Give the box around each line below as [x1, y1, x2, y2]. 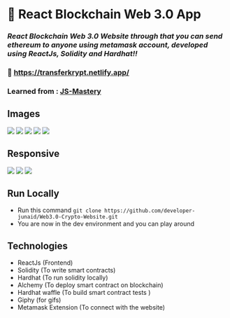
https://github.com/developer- [104, 207, 196, 214]
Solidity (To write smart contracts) [17, 266, 116, 275]
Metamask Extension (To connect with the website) [17, 303, 166, 312]
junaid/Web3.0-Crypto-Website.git [17, 214, 118, 221]
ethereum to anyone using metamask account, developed [7, 40, 208, 50]
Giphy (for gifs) [17, 296, 62, 304]
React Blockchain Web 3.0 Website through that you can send [7, 32, 223, 41]
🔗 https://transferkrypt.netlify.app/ [7, 68, 129, 78]
